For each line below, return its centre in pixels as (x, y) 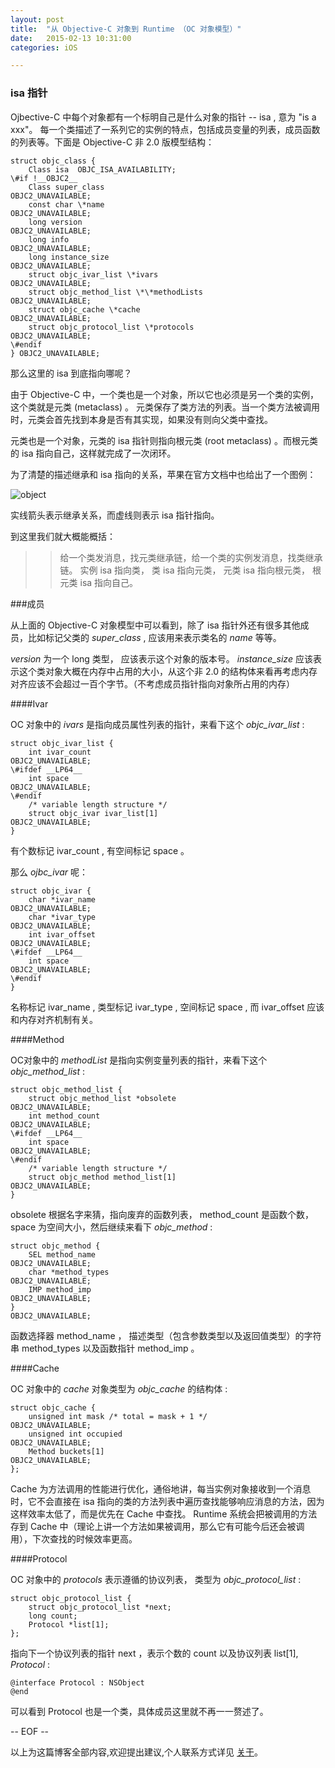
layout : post (37, 19)
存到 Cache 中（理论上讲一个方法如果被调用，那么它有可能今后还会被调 (157, 1526)
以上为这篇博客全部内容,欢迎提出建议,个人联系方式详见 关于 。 (137, 1752)
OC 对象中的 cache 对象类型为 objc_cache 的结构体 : (119, 1388)
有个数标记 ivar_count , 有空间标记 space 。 (100, 850)
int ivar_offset (62, 934)
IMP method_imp (60, 1289)
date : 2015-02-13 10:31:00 (71, 38)
